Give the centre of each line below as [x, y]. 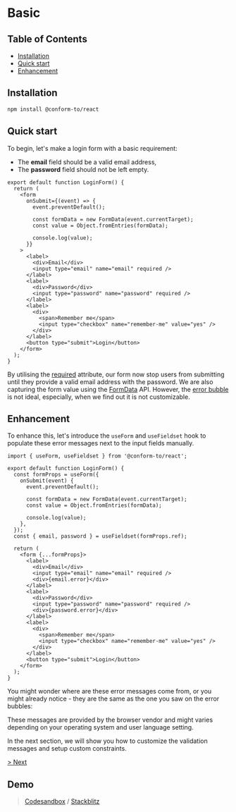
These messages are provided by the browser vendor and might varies [110, 720]
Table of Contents [48, 39]
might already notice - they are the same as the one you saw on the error [113, 699]
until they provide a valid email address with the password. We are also [110, 381]
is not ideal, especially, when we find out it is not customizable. [99, 397]
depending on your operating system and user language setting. [100, 727]
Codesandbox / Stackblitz [62, 801]
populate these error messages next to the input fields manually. [101, 443]
